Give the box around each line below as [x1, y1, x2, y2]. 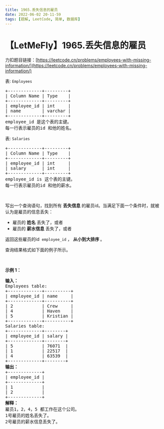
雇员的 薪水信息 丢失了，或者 [12, 225, 72, 232]
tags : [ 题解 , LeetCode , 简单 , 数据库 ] [5, 16, 81, 21]
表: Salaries [5, 136, 30, 142]
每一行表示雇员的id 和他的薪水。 [5, 183, 75, 189]
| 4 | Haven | [5, 308, 74, 314]
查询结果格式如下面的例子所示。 [5, 247, 71, 253]
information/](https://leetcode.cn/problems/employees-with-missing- [5, 63, 148, 69]
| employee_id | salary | [5, 333, 69, 339]
